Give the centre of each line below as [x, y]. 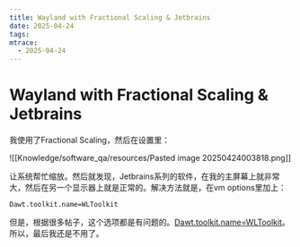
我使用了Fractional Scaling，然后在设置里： [90, 141]
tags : [19, 34]
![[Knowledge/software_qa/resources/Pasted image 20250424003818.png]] [150, 158]
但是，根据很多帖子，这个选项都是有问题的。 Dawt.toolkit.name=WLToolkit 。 [150, 222]
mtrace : [24, 43]
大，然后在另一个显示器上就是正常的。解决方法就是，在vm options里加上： [148, 188]
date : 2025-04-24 [42, 26]
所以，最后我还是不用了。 [57, 234]
